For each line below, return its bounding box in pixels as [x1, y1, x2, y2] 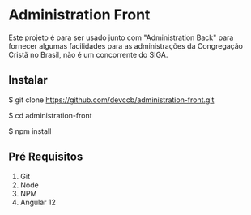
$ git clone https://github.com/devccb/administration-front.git [8, 95, 215, 105]
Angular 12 [19, 197, 57, 207]
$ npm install [8, 126, 52, 135]
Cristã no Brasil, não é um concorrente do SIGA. [8, 49, 168, 59]
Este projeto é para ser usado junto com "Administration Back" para [8, 32, 234, 42]
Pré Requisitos [8, 150, 83, 164]
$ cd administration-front [8, 110, 92, 120]
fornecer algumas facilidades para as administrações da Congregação [8, 41, 243, 50]
